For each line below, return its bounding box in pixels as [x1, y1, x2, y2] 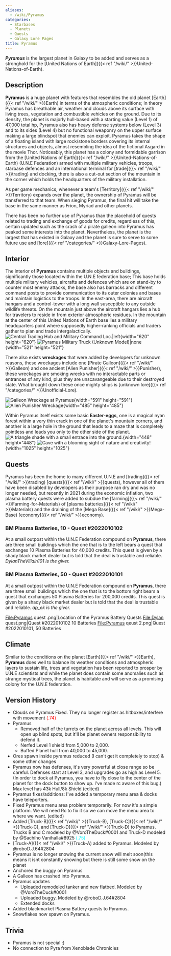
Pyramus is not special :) [12, 940, 65, 946]
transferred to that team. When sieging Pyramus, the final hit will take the [5, 197, 159, 203]
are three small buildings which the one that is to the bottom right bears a [5, 588, 159, 594]
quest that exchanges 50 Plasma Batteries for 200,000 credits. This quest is [5, 593, 165, 599]
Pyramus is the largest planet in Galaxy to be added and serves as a [5, 55, 149, 61]
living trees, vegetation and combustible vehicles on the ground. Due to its [5, 111, 162, 117]
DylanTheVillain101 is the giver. [5, 558, 70, 564]
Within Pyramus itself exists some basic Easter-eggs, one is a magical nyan [5, 413, 165, 419]
